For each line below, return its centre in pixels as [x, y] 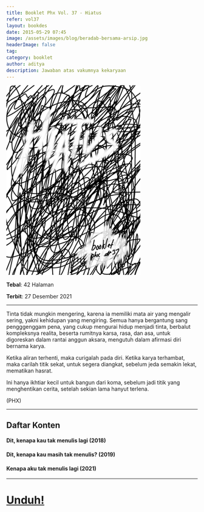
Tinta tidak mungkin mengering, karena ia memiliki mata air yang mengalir [99, 314]
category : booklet [29, 58]
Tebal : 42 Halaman [30, 285]
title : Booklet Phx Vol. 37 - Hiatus [54, 13]
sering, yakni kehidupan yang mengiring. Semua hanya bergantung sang [97, 320]
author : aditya [25, 64]
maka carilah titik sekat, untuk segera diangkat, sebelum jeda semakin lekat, [102, 364]
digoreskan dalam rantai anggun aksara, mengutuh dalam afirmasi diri [94, 339]
